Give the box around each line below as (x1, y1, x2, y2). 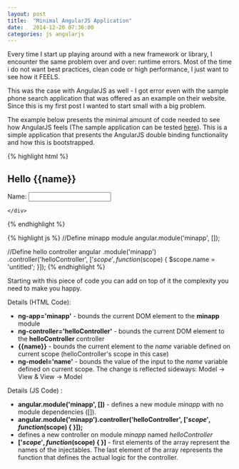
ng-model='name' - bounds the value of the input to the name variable (17, 358, 228, 366)
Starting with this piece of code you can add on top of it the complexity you (7, 276, 229, 286)
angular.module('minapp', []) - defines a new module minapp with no (17, 400, 224, 409)
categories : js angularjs (7, 30, 84, 38)
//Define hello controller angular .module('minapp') (7, 248, 157, 256)
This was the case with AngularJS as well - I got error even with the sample (7, 86, 229, 95)
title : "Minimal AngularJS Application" (7, 17, 133, 24)
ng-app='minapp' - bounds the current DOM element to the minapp (17, 312, 220, 321)
